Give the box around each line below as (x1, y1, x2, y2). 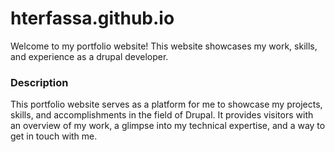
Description (10, 75, 69, 89)
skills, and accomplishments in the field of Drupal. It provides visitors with (10, 109, 314, 121)
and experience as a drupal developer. (10, 50, 169, 62)
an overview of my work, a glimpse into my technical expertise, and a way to (10, 120, 326, 132)
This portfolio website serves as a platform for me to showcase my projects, (10, 98, 323, 111)
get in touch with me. (10, 130, 98, 142)
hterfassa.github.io (10, 7, 175, 30)
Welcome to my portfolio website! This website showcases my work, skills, (10, 40, 318, 52)
